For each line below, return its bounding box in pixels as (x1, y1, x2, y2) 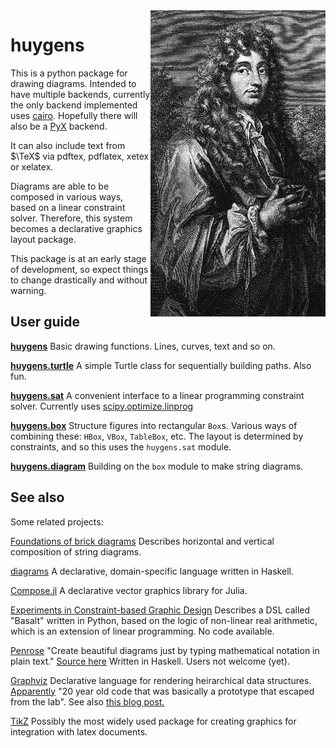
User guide (10, 314, 80, 331)
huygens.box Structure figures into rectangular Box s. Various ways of (10, 419, 298, 431)
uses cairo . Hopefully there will (10, 109, 138, 121)
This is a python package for (10, 67, 128, 79)
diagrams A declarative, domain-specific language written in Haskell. (10, 565, 294, 577)
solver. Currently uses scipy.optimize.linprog (10, 400, 194, 412)
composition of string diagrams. (10, 545, 142, 558)
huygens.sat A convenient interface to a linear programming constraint (10, 389, 305, 401)
